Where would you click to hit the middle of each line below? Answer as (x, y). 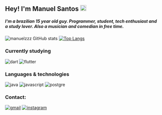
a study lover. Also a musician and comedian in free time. (64, 26)
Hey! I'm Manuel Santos (42, 9)
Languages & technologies (37, 74)
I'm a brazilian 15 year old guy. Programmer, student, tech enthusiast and (81, 21)
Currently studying (28, 51)
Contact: (16, 97)
